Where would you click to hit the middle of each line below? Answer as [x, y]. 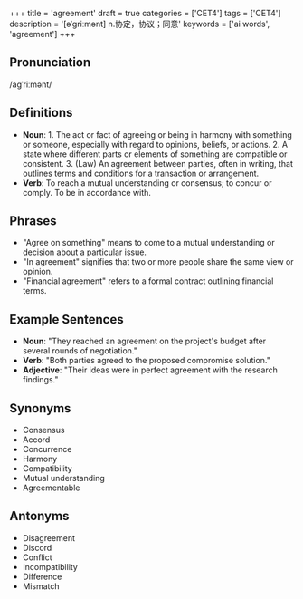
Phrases [33, 221]
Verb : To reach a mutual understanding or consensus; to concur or [147, 183]
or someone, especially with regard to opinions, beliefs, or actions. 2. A [155, 144]
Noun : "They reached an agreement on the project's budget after [144, 341]
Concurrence [47, 449]
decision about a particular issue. [85, 252]
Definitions [41, 113]
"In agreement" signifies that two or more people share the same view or [158, 262]
